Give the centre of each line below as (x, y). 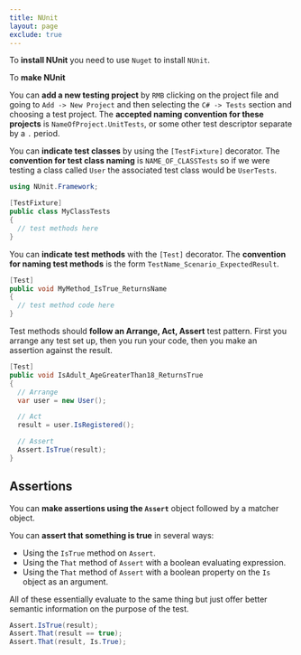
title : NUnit (34, 18)
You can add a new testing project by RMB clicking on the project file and (144, 95)
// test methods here (58, 228)
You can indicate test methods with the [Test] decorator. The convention (148, 254)
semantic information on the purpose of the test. (99, 608)
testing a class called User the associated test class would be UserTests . (143, 170)
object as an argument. (65, 581)
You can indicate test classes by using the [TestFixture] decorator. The (145, 151)
